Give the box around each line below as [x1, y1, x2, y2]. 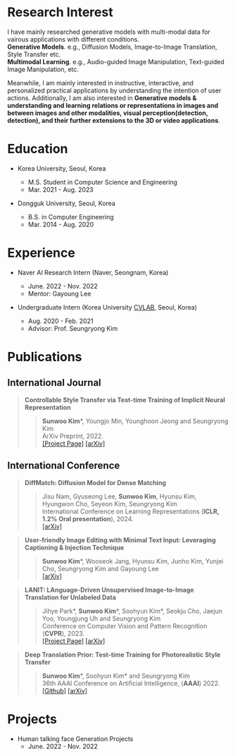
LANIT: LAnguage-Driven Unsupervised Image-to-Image [24, 585, 195, 594]
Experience [7, 245, 75, 261]
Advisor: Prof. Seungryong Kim [27, 324, 118, 332]
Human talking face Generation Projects [17, 734, 134, 743]
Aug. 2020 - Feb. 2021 [27, 317, 94, 325]
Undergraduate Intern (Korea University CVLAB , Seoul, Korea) [17, 303, 197, 311]
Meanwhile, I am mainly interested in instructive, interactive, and [7, 78, 193, 87]
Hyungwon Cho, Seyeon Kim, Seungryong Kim [42, 499, 178, 508]
